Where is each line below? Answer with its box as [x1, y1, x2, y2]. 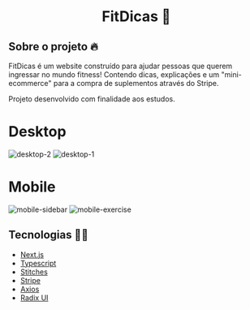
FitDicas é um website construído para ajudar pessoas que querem [8, 61, 233, 71]
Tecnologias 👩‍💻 [8, 228, 89, 242]
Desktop [8, 123, 67, 141]
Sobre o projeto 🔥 [8, 40, 99, 54]
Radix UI [19, 292, 49, 303]
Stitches [19, 267, 49, 277]
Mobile [8, 178, 56, 196]
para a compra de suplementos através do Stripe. [53, 79, 219, 88]
